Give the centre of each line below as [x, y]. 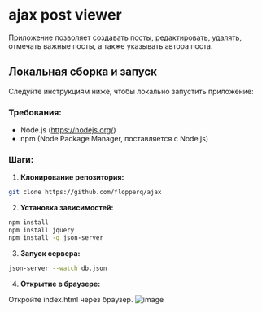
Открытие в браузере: [60, 284]
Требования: [35, 112]
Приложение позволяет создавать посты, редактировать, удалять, [125, 37]
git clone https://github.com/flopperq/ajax [85, 193]
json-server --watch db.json [58, 268]
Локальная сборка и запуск [83, 72]
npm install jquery [41, 230]
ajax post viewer [65, 15]
